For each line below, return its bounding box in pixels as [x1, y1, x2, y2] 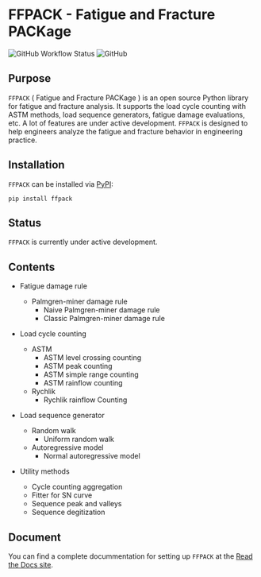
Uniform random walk [43, 435, 115, 444]
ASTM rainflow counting [43, 378, 123, 388]
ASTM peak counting [43, 362, 113, 371]
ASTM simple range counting [43, 370, 139, 379]
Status [8, 216, 42, 230]
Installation [8, 158, 65, 172]
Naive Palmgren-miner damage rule [43, 305, 160, 315]
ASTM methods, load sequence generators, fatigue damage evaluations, [8, 110, 245, 119]
